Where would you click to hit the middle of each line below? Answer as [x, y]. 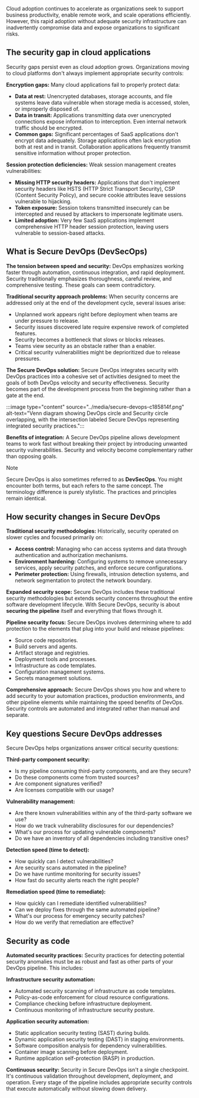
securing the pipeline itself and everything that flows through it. [84, 611]
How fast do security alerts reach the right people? [77, 880]
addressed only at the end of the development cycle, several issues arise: [96, 303]
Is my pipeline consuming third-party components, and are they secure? [103, 771]
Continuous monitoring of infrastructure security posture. [85, 1010]
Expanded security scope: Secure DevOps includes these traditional [90, 592]
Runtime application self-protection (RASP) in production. [85, 1058]
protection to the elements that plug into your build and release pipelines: [95, 629]
